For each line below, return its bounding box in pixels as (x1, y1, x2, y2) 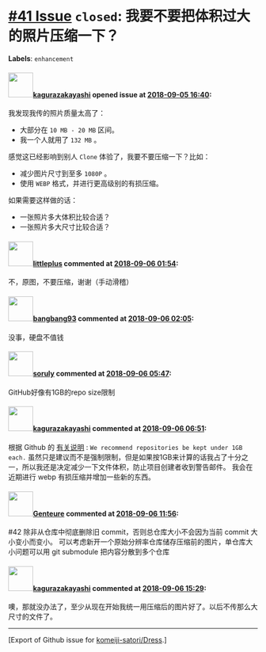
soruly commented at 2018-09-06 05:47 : (32, 369, 172, 379)
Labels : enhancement (8, 53, 74, 63)
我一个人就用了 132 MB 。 (19, 135, 101, 145)
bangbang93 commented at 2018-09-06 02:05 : (32, 314, 194, 323)
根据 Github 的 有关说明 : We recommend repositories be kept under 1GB (8, 442, 243, 452)
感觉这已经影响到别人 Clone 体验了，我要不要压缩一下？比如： (8, 152, 211, 162)
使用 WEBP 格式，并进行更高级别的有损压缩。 (19, 179, 164, 189)
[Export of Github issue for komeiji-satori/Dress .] (8, 635, 168, 645)
